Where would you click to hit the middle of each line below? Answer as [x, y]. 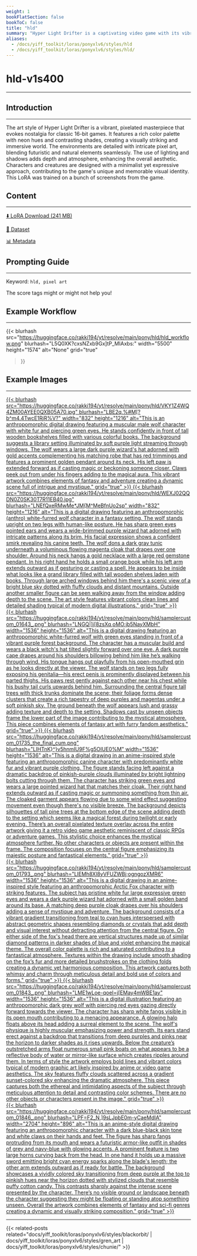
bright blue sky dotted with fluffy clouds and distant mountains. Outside [93, 587]
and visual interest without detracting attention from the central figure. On [95, 930]
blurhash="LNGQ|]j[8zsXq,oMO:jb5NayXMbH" [104, 624]
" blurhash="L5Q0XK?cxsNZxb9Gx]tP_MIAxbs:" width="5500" [96, 343]
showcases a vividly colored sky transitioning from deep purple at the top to [98, 1174]
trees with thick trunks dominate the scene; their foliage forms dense [89, 693]
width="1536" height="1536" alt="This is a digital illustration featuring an [94, 999]
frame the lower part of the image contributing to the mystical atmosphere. [96, 718]
